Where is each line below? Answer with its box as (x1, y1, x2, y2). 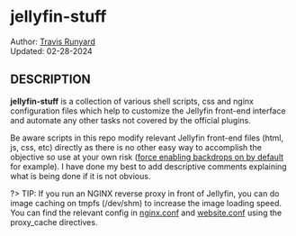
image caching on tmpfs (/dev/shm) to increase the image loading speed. (10, 197, 283, 208)
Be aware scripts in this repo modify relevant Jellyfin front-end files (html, (10, 132, 284, 143)
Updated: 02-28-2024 (10, 45, 93, 56)
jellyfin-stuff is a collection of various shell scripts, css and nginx (10, 95, 255, 106)
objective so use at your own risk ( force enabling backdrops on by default (10, 151, 284, 162)
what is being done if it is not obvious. (10, 170, 151, 181)
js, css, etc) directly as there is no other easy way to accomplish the (10, 141, 262, 152)
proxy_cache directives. (10, 216, 98, 227)
